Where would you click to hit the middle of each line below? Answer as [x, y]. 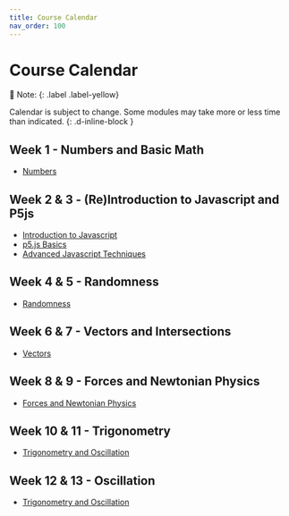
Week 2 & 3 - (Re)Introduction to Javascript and [144, 199]
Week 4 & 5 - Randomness [84, 282]
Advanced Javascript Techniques [84, 254]
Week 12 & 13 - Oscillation [82, 481]
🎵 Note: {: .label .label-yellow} [64, 95]
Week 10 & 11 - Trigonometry [90, 431]
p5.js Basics [44, 245]
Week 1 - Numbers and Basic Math [106, 150]
